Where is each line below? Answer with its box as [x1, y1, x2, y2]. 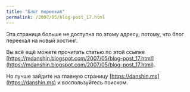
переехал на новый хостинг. [6, 37, 78, 44]
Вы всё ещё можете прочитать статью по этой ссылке [6, 48, 145, 55]
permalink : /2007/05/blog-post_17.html [6, 14, 105, 20]
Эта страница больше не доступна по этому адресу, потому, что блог [6, 30, 185, 37]
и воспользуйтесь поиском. [57, 78, 128, 86]
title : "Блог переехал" [6, 8, 66, 15]
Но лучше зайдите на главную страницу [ [6, 72, 112, 80]
